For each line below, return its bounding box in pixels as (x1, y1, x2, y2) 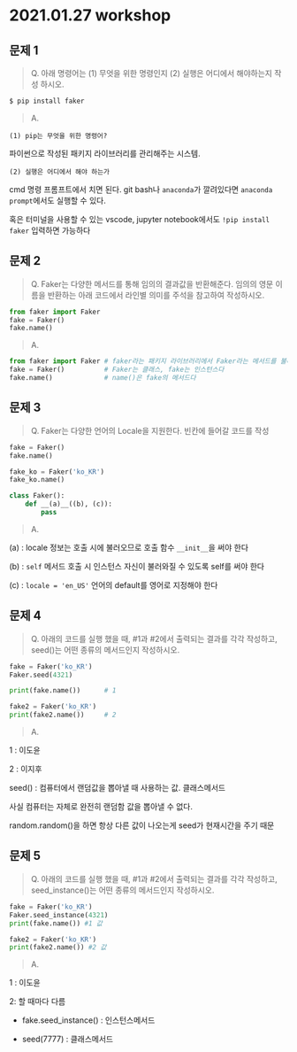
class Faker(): (9, 491, 65, 500)
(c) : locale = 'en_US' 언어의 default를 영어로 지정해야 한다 (9, 579, 218, 590)
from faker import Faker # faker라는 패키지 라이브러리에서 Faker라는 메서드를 (9, 357, 277, 366)
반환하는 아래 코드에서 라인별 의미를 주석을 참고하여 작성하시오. (47, 290, 265, 300)
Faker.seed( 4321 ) (9, 670, 73, 679)
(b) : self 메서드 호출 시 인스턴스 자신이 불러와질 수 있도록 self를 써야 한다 (9, 561, 265, 571)
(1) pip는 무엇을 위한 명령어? (9, 131, 108, 140)
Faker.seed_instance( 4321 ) (9, 910, 109, 919)
